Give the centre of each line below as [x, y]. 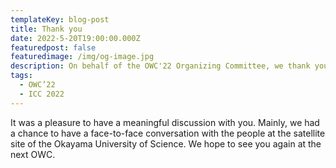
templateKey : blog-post [60, 19]
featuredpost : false [53, 47]
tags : [21, 76]
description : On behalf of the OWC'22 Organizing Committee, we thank [160, 66]
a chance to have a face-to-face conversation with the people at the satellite [168, 133]
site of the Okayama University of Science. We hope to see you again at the [166, 143]
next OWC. [33, 154]
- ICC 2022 [42, 94]
